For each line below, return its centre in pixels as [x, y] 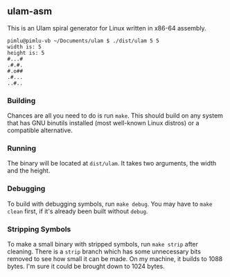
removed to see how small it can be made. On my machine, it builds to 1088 [115, 259]
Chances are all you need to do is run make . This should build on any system [115, 116]
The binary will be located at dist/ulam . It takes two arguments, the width [112, 163]
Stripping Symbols [39, 229]
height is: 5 [26, 53]
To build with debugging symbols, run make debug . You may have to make [110, 204]
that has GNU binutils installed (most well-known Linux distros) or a [103, 123]
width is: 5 [24, 47]
